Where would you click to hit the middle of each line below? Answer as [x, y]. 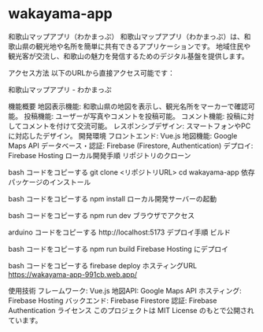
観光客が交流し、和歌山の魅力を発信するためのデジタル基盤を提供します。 [129, 56]
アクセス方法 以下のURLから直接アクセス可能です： [91, 72]
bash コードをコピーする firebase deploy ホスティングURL [103, 265]
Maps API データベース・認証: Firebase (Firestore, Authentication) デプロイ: [131, 146]
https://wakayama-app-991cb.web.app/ [73, 274]
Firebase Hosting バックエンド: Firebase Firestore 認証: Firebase [113, 301]
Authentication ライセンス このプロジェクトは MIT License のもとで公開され [131, 310]
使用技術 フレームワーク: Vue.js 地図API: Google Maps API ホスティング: [125, 290]
